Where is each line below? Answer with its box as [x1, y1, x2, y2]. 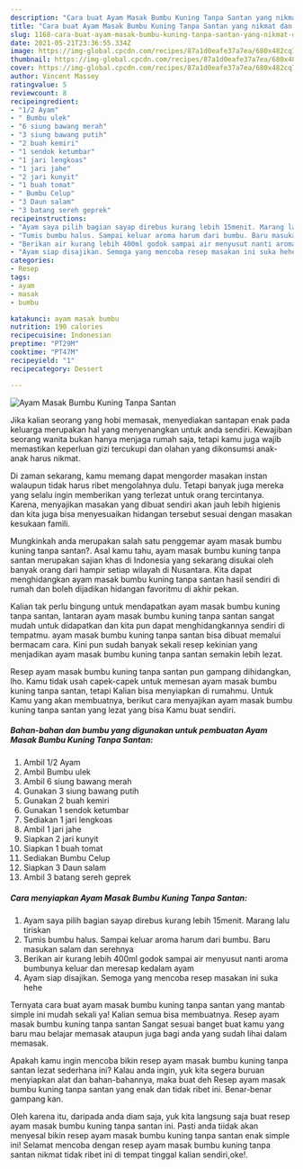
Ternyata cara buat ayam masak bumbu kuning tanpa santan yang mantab [10, 1000, 286, 1010]
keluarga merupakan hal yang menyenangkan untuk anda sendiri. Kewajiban [10, 424, 293, 435]
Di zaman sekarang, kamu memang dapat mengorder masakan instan [10, 470, 268, 481]
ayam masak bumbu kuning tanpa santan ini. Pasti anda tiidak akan [10, 1120, 259, 1131]
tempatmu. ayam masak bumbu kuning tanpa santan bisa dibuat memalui [10, 630, 281, 640]
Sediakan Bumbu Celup [22, 853, 111, 864]
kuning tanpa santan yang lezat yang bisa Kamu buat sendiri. [10, 704, 236, 715]
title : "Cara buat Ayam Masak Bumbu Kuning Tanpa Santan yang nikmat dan [10, 22, 293, 31]
